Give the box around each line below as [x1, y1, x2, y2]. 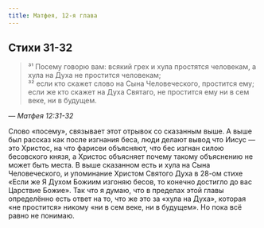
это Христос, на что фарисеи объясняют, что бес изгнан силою [8, 144, 224, 153]
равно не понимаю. [8, 211, 75, 221]
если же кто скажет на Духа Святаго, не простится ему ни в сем [27, 87, 250, 97]
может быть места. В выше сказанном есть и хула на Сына [8, 160, 211, 170]
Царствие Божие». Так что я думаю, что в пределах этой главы [8, 186, 224, 195]
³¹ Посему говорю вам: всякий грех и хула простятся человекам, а [27, 62, 257, 71]
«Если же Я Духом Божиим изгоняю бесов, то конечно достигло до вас [8, 177, 253, 187]
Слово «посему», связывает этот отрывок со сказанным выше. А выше [8, 126, 253, 136]
